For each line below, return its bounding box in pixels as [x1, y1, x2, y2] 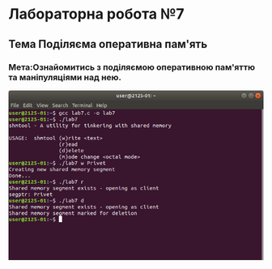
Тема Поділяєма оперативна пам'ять [8, 37, 208, 51]
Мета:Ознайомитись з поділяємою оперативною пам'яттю [8, 62, 256, 73]
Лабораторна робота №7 [8, 5, 185, 23]
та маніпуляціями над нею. [8, 71, 121, 83]
